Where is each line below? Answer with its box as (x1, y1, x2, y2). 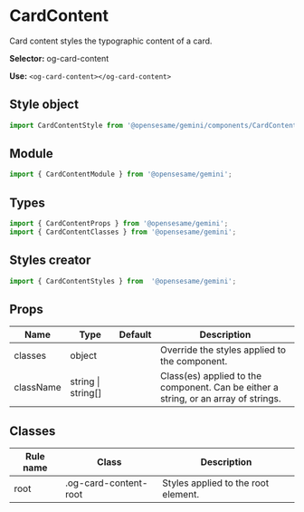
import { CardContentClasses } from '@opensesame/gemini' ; (9, 227, 237, 237)
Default (119, 328, 152, 341)
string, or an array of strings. (159, 392, 281, 405)
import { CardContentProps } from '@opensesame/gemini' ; (9, 219, 229, 228)
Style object (9, 97, 80, 112)
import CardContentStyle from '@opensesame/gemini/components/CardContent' (9, 121, 301, 130)
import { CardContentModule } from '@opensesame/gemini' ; (9, 169, 233, 179)
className (14, 382, 62, 394)
